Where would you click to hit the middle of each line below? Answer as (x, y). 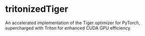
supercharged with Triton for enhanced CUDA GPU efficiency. (68, 28)
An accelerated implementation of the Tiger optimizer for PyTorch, (72, 23)
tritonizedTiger (37, 9)
